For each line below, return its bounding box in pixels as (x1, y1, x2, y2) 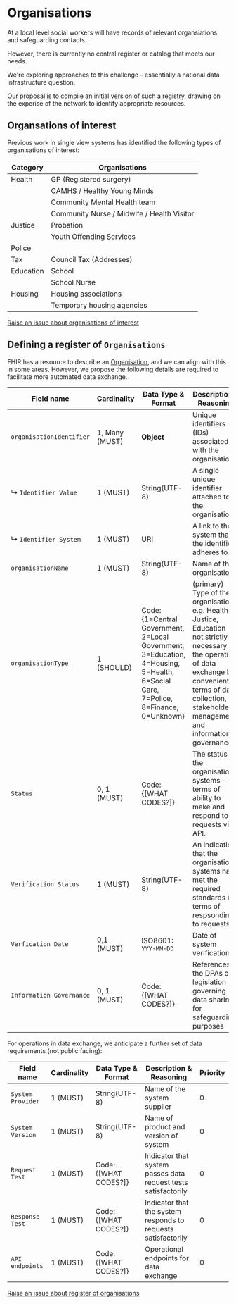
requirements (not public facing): (7, 1046, 103, 1055)
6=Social (141, 676, 171, 685)
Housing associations (51, 289, 122, 299)
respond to (192, 810, 228, 820)
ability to (192, 793, 221, 802)
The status (192, 749, 228, 759)
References (192, 960, 230, 969)
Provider (11, 1097, 40, 1105)
